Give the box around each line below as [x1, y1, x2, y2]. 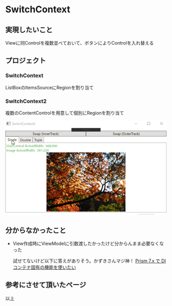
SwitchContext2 [5, 98, 47, 105]
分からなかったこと [5, 226, 66, 235]
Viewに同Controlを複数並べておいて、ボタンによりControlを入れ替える [5, 40, 154, 46]
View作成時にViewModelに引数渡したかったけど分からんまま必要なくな [12, 240, 164, 246]
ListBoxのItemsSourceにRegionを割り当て [5, 84, 94, 90]
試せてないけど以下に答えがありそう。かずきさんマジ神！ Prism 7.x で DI [12, 258, 166, 264]
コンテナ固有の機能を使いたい [12, 264, 76, 270]
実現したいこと [5, 25, 53, 34]
